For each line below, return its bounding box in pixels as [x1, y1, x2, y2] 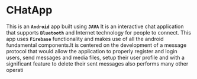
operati [6, 66, 24, 73]
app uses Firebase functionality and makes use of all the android [6, 35, 164, 42]
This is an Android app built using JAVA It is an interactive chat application [6, 23, 185, 30]
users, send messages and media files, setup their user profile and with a [6, 54, 185, 61]
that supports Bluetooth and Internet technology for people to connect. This [6, 29, 191, 36]
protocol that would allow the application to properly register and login [6, 47, 177, 54]
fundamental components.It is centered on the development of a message [6, 42, 187, 49]
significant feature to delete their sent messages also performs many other [6, 60, 189, 67]
